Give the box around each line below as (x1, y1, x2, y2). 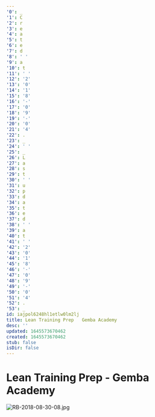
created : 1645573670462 (6, 334, 66, 340)
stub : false (6, 339, 36, 345)
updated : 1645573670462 (6, 328, 66, 334)
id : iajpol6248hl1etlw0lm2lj (6, 312, 80, 318)
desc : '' (6, 322, 28, 328)
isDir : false (6, 345, 39, 351)
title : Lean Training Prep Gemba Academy (6, 317, 118, 323)
